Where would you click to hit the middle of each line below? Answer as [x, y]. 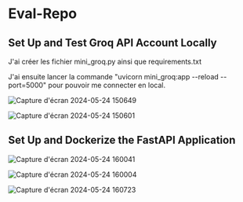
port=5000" [27, 85]
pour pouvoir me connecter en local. [107, 85]
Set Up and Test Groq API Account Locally [112, 43]
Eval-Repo [43, 14]
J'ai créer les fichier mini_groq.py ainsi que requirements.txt [105, 61]
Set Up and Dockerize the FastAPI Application [122, 140]
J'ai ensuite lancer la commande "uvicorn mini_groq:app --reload [114, 77]
